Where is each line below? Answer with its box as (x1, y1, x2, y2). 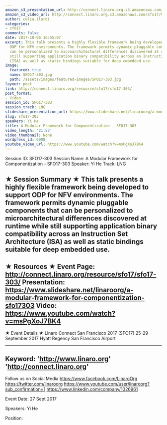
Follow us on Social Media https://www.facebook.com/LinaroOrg (5, 376, 138, 382)
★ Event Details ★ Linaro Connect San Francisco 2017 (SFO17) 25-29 (5, 330, 148, 336)
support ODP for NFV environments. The (5, 191, 133, 200)
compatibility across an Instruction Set (5, 230, 128, 238)
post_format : (5, 91, 32, 96)
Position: (5, 415, 23, 422)
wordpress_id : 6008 (5, 137, 46, 142)
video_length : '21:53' (5, 128, 52, 133)
